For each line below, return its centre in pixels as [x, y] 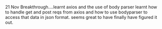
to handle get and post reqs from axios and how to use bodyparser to [77, 12]
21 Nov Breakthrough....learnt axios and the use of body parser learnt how [81, 7]
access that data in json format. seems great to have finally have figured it [81, 17]
